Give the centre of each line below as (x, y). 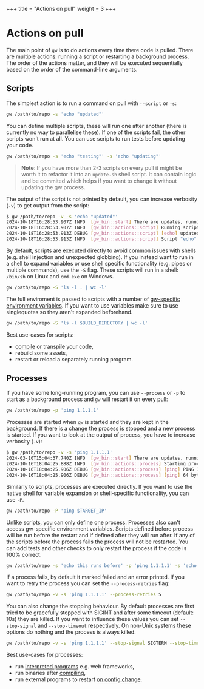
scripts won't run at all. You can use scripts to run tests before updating (96, 138)
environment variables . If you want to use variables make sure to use (92, 305)
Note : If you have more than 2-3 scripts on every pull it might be (101, 168)
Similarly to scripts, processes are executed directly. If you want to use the (100, 486)
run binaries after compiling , (50, 673)
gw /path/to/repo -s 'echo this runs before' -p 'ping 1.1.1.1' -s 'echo (102, 566)
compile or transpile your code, (54, 346)
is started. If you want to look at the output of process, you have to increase (101, 435)
